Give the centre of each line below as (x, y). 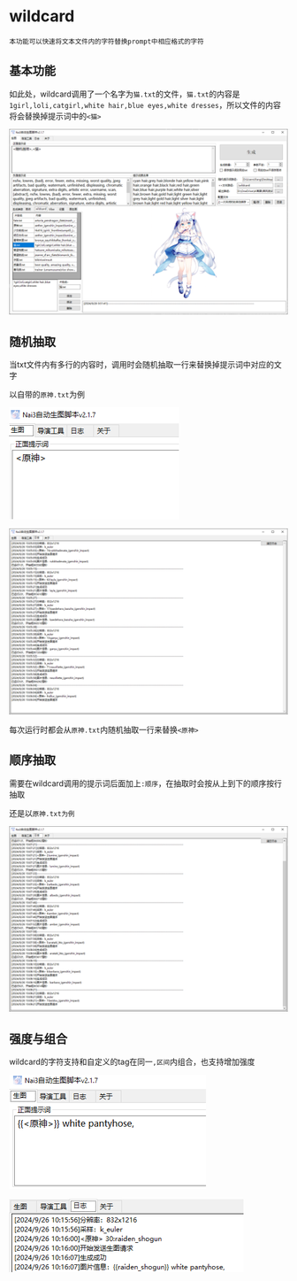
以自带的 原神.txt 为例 (47, 395)
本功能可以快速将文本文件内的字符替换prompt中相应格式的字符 (107, 42)
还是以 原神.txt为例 (42, 813)
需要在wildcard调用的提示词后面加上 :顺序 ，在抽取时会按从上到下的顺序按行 (146, 783)
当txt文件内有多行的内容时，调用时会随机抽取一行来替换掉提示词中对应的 (142, 365)
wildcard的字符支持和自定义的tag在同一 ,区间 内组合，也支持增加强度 (132, 1062)
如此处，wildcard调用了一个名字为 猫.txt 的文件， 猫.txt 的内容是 (125, 94)
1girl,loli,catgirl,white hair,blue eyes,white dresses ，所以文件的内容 (145, 104)
